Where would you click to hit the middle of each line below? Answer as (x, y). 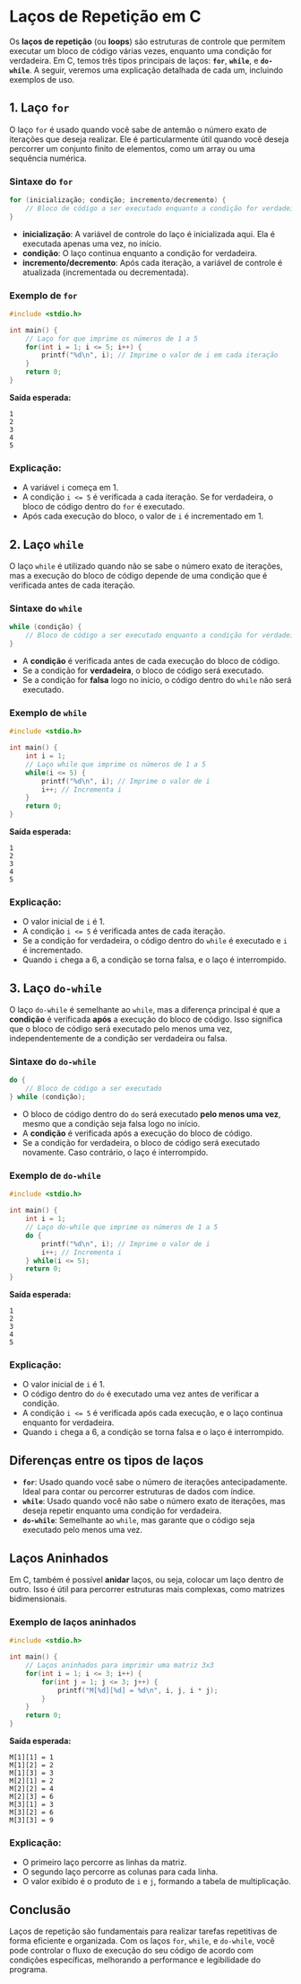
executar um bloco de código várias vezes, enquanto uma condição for (141, 50)
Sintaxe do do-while (53, 1062)
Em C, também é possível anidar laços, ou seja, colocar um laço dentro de (146, 1580)
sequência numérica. (48, 158)
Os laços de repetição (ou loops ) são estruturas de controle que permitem (147, 41)
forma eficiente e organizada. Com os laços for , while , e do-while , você (142, 1941)
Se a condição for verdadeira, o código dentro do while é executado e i (155, 941)
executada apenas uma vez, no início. (92, 244)
